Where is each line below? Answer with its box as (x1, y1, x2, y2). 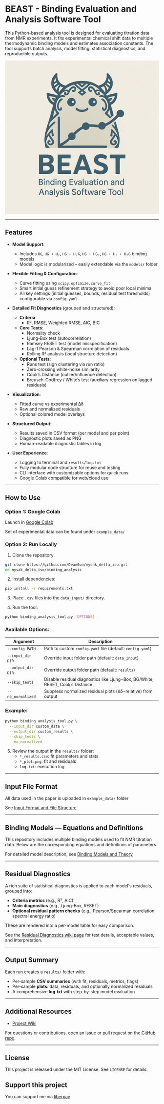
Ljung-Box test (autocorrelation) (26, 335, 91, 341)
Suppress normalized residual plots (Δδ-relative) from (44, 688, 153, 694)
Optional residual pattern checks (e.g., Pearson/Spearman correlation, (12, 908, 156, 914)
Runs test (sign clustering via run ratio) (26, 361, 105, 367)
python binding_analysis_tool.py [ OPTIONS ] (5, 614, 95, 619)
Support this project (5, 1081, 67, 1089)
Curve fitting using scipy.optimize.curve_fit (19, 280, 111, 286)
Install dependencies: (12, 576, 56, 582)
